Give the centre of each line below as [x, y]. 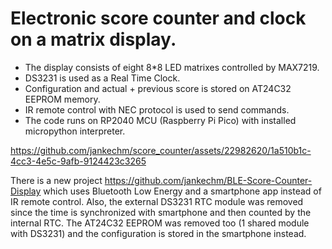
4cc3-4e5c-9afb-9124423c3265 [78, 161]
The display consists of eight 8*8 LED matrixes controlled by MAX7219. [172, 67]
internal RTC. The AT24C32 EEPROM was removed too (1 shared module [160, 223]
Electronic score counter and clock [158, 18]
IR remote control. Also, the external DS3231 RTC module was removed [157, 201]
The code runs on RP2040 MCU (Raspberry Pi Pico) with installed [160, 120]
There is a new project [56, 180]
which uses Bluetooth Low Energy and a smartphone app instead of [182, 191]
